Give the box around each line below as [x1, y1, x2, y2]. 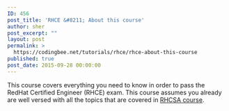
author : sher [7, 23, 45, 30]
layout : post [7, 36, 45, 43]
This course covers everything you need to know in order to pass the [7, 80, 205, 89]
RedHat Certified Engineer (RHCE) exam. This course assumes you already [7, 88, 222, 96]
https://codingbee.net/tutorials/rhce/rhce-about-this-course [13, 49, 198, 56]
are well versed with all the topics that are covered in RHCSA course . [7, 95, 205, 104]
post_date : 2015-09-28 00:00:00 [7, 62, 101, 69]
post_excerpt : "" [7, 29, 58, 37]
